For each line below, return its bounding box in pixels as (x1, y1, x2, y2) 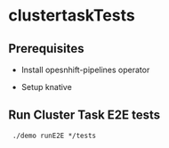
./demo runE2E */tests (12, 131, 97, 140)
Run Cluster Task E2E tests (8, 108, 161, 123)
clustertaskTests (8, 5, 135, 26)
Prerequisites (8, 41, 84, 56)
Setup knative (20, 82, 72, 92)
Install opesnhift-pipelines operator (20, 64, 150, 75)
